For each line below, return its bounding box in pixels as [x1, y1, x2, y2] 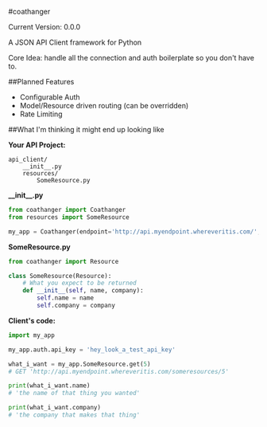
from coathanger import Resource [8, 257, 119, 265]
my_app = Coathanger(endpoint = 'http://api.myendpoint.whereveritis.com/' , [8, 227, 261, 236]
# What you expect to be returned [22, 279, 137, 288]
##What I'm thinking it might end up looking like [8, 125, 164, 134]
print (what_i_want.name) [8, 382, 91, 390]
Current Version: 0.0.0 [8, 22, 81, 31]
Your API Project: [8, 140, 66, 150]
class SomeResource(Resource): [8, 272, 112, 280]
